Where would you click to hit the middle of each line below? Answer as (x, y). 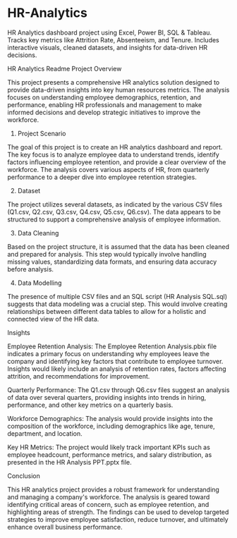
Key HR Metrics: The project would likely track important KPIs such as (109, 447)
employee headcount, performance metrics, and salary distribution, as (110, 454)
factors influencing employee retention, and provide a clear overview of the (117, 162)
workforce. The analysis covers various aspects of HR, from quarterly (108, 169)
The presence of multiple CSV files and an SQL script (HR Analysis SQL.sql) (117, 296)
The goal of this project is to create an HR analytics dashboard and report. (115, 147)
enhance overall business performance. (65, 527)
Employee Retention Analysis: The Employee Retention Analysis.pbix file (112, 346)
